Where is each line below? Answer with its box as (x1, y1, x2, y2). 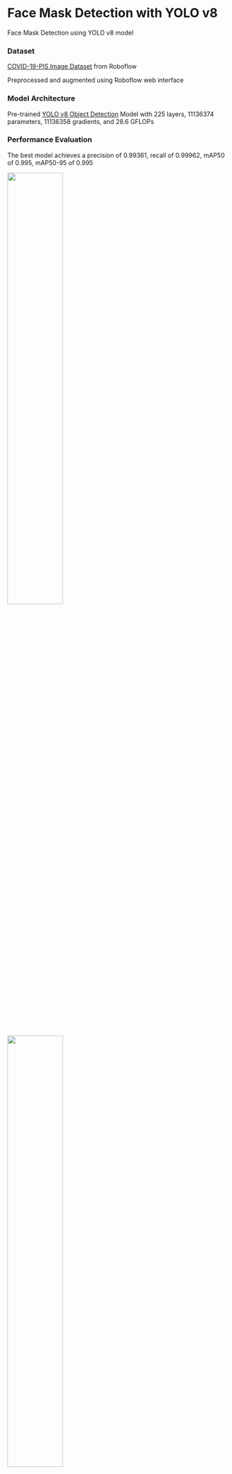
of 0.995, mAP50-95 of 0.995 (7, 158, 94, 167)
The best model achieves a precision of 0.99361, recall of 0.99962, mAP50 (7, 151, 225, 159)
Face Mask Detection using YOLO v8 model (7, 28, 134, 37)
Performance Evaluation (7, 135, 92, 144)
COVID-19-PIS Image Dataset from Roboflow (7, 62, 138, 71)
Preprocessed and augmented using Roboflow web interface (7, 76, 184, 84)
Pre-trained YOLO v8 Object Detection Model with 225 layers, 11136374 (7, 110, 214, 118)
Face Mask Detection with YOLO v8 (7, 5, 218, 21)
